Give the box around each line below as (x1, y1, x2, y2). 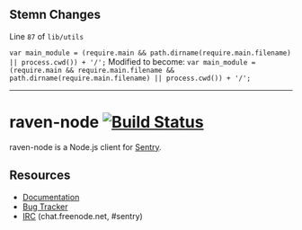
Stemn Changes (9, 7, 102, 22)
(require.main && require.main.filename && (9, 66, 175, 75)
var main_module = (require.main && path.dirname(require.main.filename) (9, 49, 292, 57)
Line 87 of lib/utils (9, 31, 84, 41)
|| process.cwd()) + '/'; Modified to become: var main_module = (9, 56, 256, 66)
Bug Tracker (22, 201, 68, 212)
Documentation (22, 191, 80, 202)
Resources (9, 168, 71, 183)
